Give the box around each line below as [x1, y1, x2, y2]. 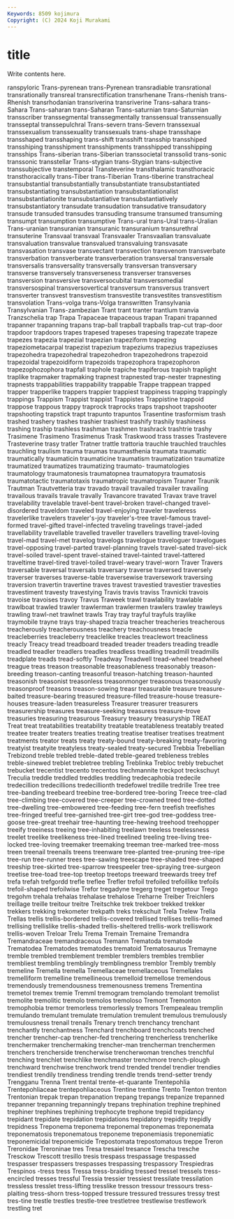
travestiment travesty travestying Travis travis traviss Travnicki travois [7, 588, 209, 597]
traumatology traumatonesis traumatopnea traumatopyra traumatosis [7, 469, 206, 478]
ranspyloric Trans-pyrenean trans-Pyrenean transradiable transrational [7, 83, 212, 92]
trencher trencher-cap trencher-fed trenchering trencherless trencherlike [7, 1033, 218, 1042]
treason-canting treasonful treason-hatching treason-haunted [34, 670, 213, 678]
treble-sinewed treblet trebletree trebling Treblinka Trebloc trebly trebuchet [7, 759, 224, 767]
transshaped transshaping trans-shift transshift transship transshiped [7, 136, 207, 144]
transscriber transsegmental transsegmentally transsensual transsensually [7, 113, 222, 122]
